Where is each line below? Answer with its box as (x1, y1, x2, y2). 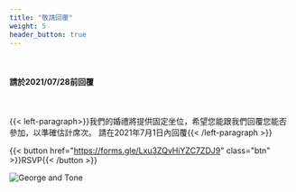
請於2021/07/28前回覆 (9, 76, 95, 87)
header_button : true (9, 30, 88, 39)
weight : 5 (9, 22, 47, 31)
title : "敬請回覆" (9, 13, 74, 23)
